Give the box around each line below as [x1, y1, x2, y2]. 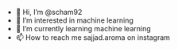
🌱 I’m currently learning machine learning [15, 24, 151, 33]
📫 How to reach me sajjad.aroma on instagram [15, 33, 171, 42]
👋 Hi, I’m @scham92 [15, 8, 83, 16]
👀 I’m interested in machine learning [15, 16, 133, 25]
